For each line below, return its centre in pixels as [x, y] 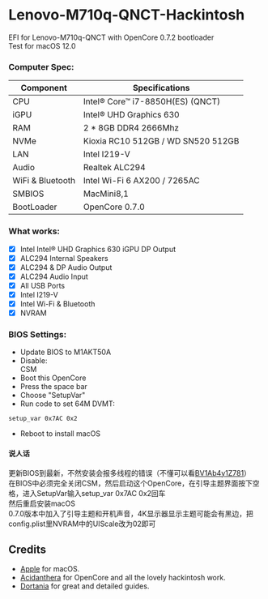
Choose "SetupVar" [53, 396]
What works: [34, 231]
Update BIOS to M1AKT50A [66, 352]
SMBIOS [28, 194]
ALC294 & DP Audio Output [66, 267]
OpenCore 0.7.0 [114, 207]
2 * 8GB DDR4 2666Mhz [131, 128]
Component [44, 88]
